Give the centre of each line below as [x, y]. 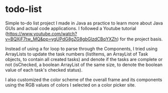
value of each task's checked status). [44, 70]
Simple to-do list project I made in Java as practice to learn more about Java [84, 23]
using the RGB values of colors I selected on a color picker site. [71, 85]
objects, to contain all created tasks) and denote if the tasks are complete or [84, 59]
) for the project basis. [140, 39]
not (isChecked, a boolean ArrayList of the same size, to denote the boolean [84, 64]
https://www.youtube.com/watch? [42, 33]
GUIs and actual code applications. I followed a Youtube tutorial [71, 28]
